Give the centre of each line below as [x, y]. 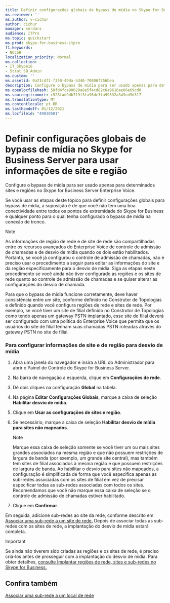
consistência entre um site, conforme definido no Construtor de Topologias [83, 299]
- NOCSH [13, 52]
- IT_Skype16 [19, 66]
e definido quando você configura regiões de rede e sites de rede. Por [78, 305]
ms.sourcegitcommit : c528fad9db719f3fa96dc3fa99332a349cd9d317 [73, 95]
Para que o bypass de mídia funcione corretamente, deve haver [72, 294]
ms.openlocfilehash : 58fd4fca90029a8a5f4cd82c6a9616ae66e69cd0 [73, 90]
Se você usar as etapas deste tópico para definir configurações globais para [85, 200]
